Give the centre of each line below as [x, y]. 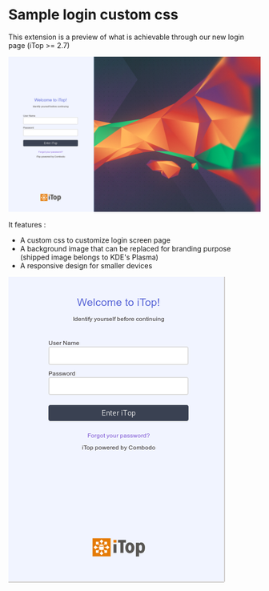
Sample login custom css [93, 15]
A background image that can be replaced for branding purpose [125, 249]
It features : [27, 225]
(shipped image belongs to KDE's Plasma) [89, 257]
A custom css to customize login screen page [95, 240]
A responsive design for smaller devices [86, 266]
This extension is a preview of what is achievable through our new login [126, 37]
